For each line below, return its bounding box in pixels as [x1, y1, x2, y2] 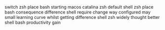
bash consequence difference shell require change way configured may [4, 9, 151, 15]
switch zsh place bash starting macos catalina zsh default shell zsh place [4, 4, 154, 10]
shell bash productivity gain [4, 19, 61, 25]
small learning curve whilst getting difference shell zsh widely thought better [4, 15, 160, 20]
